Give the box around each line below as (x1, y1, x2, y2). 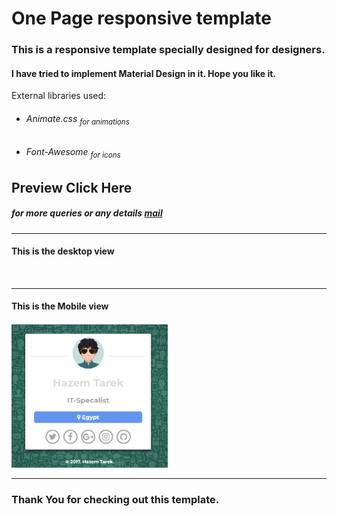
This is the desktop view (11, 245, 115, 257)
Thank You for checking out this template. (11, 492, 220, 506)
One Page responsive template (11, 7, 272, 30)
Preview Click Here (11, 179, 133, 196)
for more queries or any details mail (11, 207, 163, 219)
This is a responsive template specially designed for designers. (11, 43, 326, 57)
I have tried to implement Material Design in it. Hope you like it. (11, 67, 277, 79)
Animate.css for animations (25, 112, 130, 127)
